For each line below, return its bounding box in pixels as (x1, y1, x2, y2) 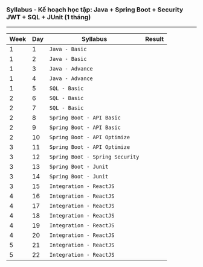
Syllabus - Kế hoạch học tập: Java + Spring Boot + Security (6, 5, 183, 14)
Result (144, 35, 164, 43)
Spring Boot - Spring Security (49, 154, 140, 160)
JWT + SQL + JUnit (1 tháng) (6, 13, 91, 21)
